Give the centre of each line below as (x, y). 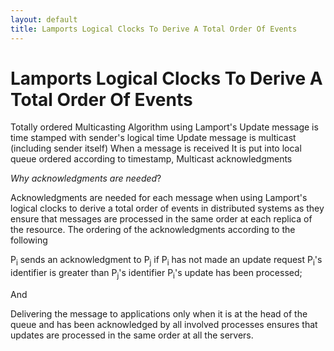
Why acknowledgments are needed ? (86, 178)
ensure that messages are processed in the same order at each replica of (161, 219)
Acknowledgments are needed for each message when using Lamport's (159, 198)
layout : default (44, 19)
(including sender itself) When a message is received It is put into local (156, 148)
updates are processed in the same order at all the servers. (132, 335)
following (29, 240)
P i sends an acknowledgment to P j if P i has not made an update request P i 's (166, 261)
